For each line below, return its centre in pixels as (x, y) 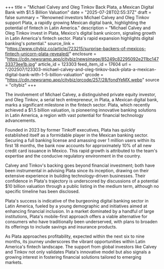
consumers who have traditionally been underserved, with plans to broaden (81, 222)
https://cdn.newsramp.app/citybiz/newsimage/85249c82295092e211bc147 (83, 59)
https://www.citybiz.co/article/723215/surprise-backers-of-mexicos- (77, 49)
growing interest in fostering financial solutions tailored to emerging (73, 257)
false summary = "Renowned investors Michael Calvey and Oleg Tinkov (77, 17)
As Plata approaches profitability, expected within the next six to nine (75, 236)
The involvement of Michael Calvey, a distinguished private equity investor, (81, 94)
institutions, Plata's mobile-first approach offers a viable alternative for (76, 216)
